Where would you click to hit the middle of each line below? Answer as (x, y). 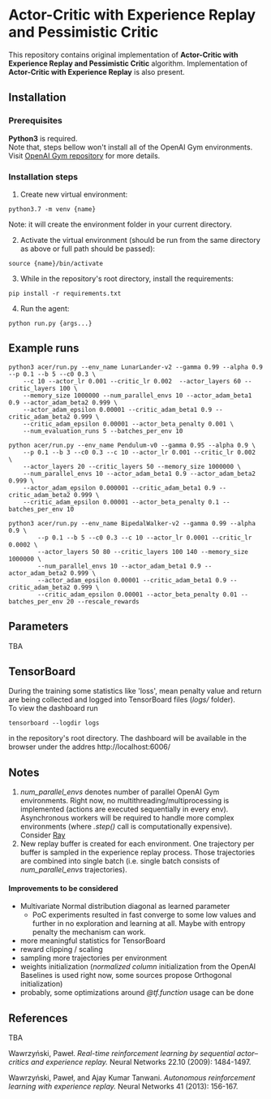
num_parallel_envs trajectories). (73, 870)
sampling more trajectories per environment (94, 958)
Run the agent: (45, 308)
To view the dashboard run (54, 708)
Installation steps (43, 176)
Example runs (44, 348)
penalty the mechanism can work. (89, 932)
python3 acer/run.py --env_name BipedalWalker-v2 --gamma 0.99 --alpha (132, 523)
